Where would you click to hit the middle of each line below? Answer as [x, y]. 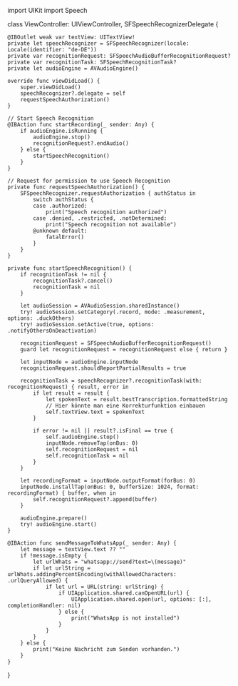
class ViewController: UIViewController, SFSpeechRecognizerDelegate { [113, 24]
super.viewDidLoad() [51, 87]
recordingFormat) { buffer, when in [62, 493]
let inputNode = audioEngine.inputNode [79, 362]
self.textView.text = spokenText [95, 412]
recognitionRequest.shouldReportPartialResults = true [103, 368]
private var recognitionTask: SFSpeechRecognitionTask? [92, 62]
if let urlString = [62, 568]
